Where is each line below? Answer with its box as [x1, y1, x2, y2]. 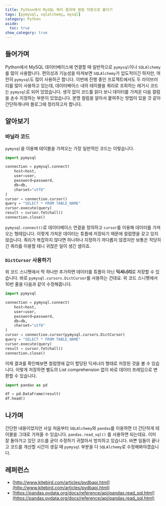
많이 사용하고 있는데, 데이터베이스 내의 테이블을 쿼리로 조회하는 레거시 [14, 82, 150, 88]
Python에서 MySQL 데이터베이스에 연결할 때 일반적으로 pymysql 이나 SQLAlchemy [5, 64, 161, 70]
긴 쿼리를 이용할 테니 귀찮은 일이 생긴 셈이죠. [5, 243, 91, 249]
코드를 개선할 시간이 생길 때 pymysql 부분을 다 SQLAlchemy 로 [10, 444, 126, 450]
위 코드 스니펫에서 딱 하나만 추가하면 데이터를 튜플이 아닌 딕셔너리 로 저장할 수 [5, 269, 155, 275]
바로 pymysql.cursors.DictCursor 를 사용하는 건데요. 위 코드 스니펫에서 [19, 275, 158, 281]
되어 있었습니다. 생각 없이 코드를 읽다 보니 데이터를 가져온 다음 [31, 89, 151, 95]
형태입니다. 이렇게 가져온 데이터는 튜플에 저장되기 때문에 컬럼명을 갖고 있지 [14, 230, 159, 236]
